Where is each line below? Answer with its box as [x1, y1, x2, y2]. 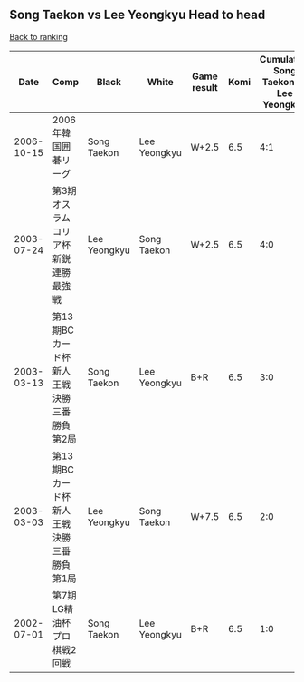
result [192, 81, 219, 93]
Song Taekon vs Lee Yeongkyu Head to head [9, 7, 266, 23]
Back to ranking [9, 31, 68, 42]
